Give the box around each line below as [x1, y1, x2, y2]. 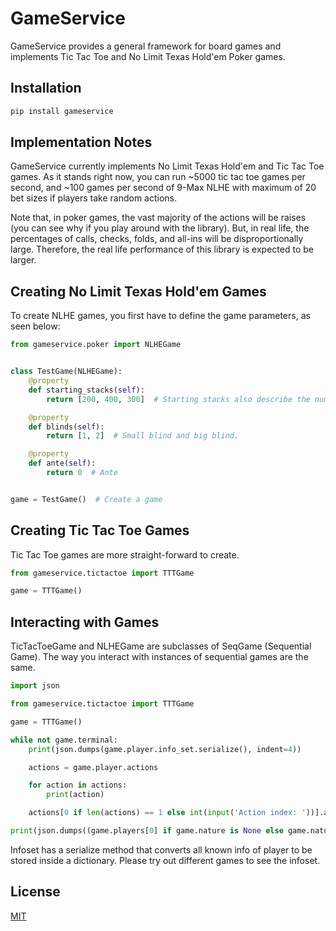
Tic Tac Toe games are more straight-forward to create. [10, 548, 240, 561]
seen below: [10, 320, 61, 332]
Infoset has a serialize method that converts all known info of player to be [10, 843, 313, 856]
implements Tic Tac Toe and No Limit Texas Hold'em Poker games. [10, 50, 286, 62]
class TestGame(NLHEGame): [10, 367, 123, 377]
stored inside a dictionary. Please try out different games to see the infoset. [10, 854, 321, 866]
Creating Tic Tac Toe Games [10, 522, 190, 539]
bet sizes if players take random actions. [10, 192, 177, 204]
